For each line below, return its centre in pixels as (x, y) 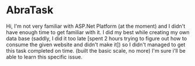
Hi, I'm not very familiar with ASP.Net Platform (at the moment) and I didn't (96, 26)
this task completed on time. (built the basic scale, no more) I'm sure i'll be (96, 50)
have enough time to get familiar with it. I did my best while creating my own (98, 32)
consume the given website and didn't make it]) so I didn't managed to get (96, 45)
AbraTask (30, 10)
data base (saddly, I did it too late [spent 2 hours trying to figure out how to (97, 38)
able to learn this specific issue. (45, 57)
